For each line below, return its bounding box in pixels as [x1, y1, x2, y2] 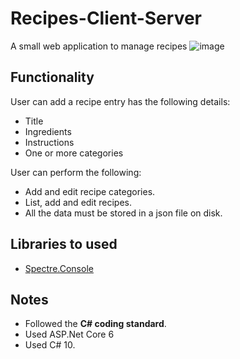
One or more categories [24, 147, 124, 159]
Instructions [24, 136, 75, 148]
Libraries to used [10, 236, 118, 253]
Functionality [10, 69, 95, 86]
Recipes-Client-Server [10, 7, 203, 30]
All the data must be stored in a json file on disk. [24, 207, 223, 219]
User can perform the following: [10, 166, 142, 178]
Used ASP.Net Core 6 [24, 328, 115, 341]
